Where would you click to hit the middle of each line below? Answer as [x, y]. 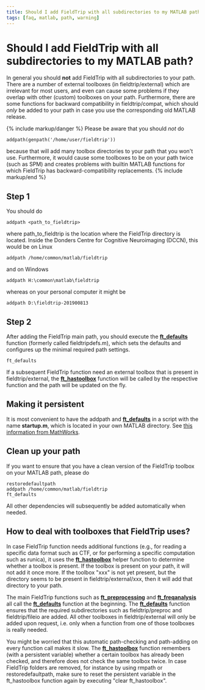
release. [16, 117]
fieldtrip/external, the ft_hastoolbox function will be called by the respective [102, 379]
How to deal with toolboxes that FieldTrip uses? [98, 532]
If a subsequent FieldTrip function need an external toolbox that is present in [102, 372]
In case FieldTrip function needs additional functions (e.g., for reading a [96, 546]
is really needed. [27, 629]
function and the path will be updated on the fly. [67, 385]
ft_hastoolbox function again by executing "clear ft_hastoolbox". [87, 680]
